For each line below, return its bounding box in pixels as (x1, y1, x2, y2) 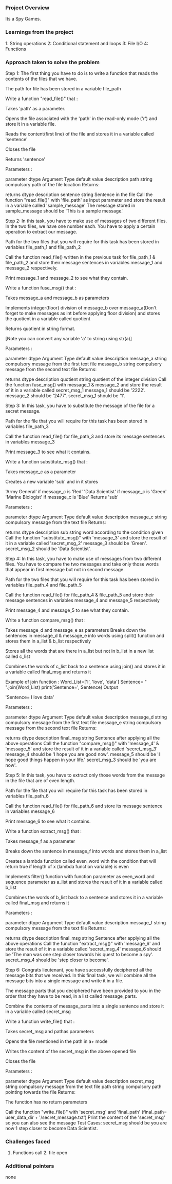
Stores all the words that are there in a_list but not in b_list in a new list (5, 648, 154, 654)
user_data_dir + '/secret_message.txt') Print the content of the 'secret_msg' (5, 1114, 165, 1120)
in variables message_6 (5, 808, 55, 814)
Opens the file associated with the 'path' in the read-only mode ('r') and (5, 115, 158, 122)
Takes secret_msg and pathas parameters (5, 1028, 94, 1034)
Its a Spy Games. (5, 16, 41, 22)
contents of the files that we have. (5, 75, 78, 82)
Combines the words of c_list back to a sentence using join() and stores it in (5, 663, 166, 669)
